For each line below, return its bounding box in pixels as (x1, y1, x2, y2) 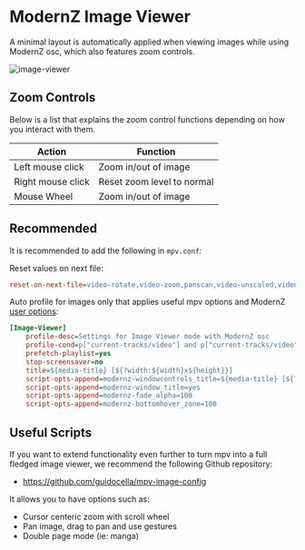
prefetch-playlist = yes (25, 349, 112, 358)
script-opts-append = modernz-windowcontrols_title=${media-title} (25, 374, 279, 383)
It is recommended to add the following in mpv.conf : (9, 245, 202, 256)
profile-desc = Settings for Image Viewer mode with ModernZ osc (25, 332, 271, 341)
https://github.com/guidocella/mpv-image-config (22, 476, 207, 486)
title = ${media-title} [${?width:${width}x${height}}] (25, 366, 233, 375)
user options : (9, 306, 59, 317)
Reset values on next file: (9, 262, 104, 273)
